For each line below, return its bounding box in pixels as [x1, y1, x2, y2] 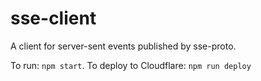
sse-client [10, 7, 97, 30]
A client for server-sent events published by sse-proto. [10, 40, 237, 52]
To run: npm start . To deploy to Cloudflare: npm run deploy [10, 59, 252, 71]
